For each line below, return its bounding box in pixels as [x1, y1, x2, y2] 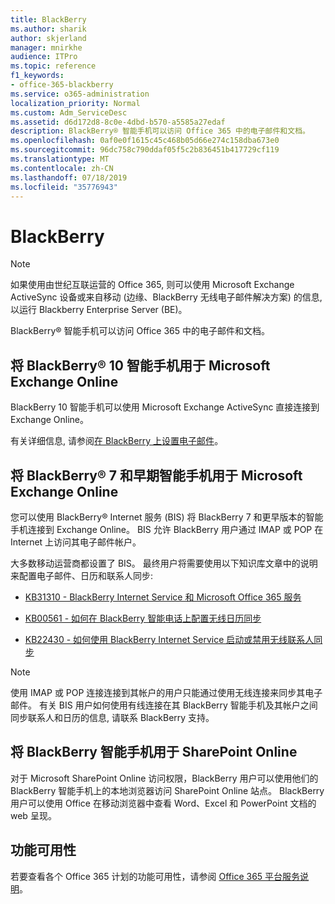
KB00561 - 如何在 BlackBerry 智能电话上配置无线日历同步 [24, 612, 262, 624]
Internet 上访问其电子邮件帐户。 [10, 536, 142, 548]
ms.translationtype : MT [10, 154, 110, 164]
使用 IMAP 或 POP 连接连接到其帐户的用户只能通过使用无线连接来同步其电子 [10, 686, 323, 698]
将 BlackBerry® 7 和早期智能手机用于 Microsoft [10, 467, 303, 484]
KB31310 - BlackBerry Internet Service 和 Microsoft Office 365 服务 [24, 591, 302, 603]
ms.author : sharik [10, 24, 87, 34]
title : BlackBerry [10, 14, 87, 25]
